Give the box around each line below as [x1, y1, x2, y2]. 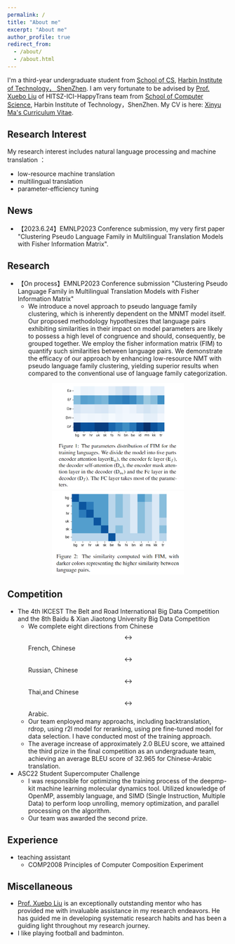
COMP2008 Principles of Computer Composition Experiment [27, 860, 203, 869]
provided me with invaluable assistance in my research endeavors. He [17, 907, 220, 915]
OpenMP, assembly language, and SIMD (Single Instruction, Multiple [27, 791, 226, 800]
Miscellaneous [7, 880, 73, 892]
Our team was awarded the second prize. [27, 814, 148, 822]
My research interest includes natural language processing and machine [7, 147, 216, 156]
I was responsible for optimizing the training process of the [27, 776, 199, 785]
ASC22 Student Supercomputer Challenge [17, 769, 140, 778]
